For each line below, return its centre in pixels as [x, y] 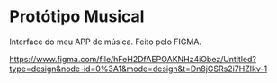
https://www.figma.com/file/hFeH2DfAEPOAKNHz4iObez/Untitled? [133, 59]
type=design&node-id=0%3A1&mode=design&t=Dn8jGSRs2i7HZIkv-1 [138, 69]
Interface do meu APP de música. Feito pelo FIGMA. [106, 41]
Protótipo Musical [77, 17]
